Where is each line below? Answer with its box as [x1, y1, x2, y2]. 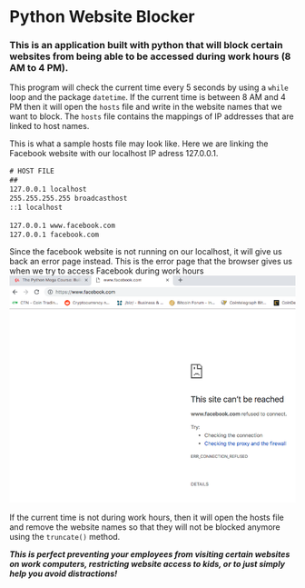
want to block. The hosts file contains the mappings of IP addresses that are [9, 111, 295, 122]
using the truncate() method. [9, 532, 121, 543]
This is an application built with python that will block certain [9, 39, 283, 52]
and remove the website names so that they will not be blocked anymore [9, 522, 281, 533]
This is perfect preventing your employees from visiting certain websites [9, 549, 290, 560]
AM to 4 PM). [9, 62, 69, 75]
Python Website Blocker [9, 6, 195, 27]
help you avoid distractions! [9, 568, 118, 579]
